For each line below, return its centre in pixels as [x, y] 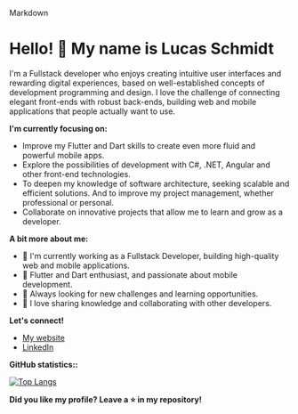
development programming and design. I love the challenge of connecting [145, 92]
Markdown [29, 13]
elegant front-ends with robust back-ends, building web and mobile [133, 101]
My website [43, 337]
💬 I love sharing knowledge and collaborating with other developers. [147, 303]
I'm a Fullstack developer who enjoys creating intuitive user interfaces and [145, 73]
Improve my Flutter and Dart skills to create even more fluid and [139, 145]
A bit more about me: [49, 239]
